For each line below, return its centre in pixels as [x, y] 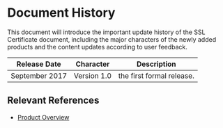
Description [156, 64]
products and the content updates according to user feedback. [98, 47]
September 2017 [39, 76]
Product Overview [43, 117]
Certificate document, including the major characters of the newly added [112, 39]
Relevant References [53, 101]
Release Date [39, 64]
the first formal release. [156, 76]
